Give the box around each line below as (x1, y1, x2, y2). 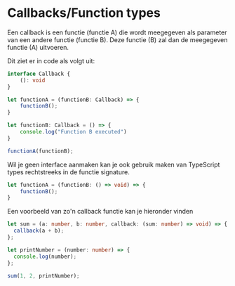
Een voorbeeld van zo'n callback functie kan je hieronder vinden (7, 207, 194, 216)
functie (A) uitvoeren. (7, 43, 69, 51)
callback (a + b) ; (13, 227, 65, 235)
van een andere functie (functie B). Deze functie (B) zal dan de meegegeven (7, 35, 228, 44)
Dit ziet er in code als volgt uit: (7, 56, 95, 65)
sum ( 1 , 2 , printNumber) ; (7, 272, 80, 279)
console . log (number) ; (13, 253, 77, 260)
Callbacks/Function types (7, 5, 161, 21)
